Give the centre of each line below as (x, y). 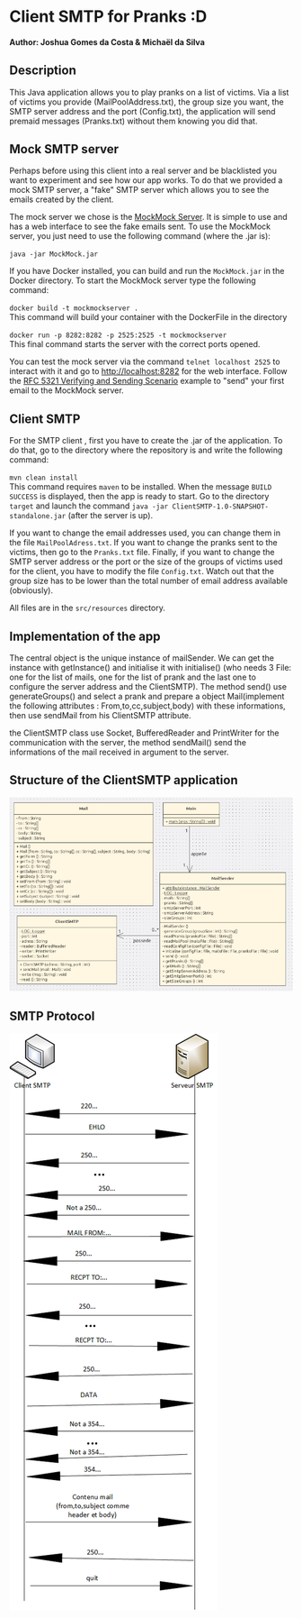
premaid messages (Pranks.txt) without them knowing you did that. (133, 121)
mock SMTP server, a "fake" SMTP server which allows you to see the (139, 190)
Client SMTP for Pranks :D (108, 17)
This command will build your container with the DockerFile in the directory (148, 317)
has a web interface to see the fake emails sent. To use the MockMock (140, 226)
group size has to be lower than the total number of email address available (149, 581)
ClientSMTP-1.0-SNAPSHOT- (221, 507)
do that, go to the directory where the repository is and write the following (146, 450)
